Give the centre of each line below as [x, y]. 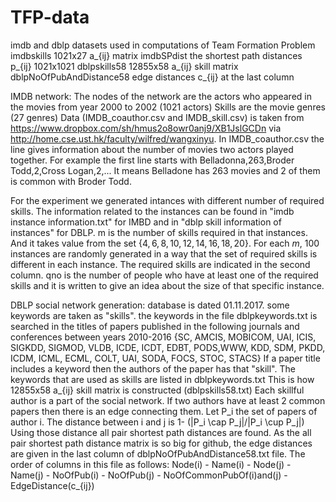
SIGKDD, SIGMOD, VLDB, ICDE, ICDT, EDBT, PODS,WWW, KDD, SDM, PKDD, [168, 347]
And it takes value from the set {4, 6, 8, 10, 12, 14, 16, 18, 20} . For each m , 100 [165, 243]
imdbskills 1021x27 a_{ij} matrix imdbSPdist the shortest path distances [156, 55]
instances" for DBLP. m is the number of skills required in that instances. [159, 232]
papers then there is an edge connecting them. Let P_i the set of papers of [164, 411]
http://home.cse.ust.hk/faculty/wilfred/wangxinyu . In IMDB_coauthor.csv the [167, 138]
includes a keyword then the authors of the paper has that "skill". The [153, 368]
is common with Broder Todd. [71, 181]
